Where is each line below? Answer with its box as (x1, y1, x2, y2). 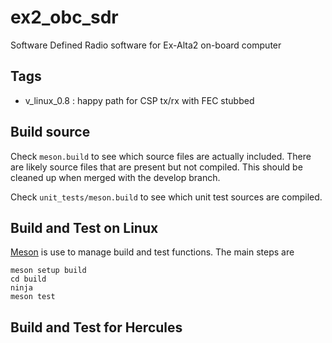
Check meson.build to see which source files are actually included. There (10, 150, 312, 162)
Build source (10, 124, 91, 141)
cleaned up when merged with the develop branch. (10, 171, 221, 183)
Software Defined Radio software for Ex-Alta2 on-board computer (10, 39, 282, 51)
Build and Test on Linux (10, 219, 159, 236)
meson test (10, 292, 56, 302)
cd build (10, 274, 47, 285)
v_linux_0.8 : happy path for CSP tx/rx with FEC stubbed (24, 94, 255, 106)
